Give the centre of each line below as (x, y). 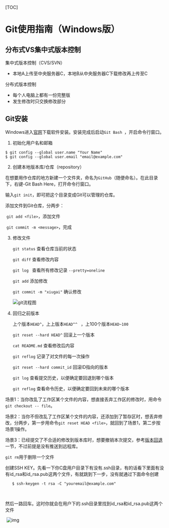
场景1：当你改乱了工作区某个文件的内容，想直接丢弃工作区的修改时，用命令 (83, 399)
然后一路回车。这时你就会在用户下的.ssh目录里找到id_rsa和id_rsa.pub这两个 (84, 503)
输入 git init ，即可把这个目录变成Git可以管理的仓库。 (61, 195)
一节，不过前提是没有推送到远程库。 (43, 446)
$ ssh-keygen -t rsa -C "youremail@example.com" (64, 483)
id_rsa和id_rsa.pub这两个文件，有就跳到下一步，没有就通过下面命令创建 (84, 474)
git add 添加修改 (30, 281)
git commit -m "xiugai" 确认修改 (47, 291)
